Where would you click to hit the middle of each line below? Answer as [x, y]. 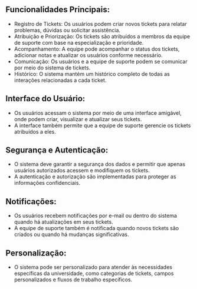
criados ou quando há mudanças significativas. [71, 234]
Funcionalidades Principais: [58, 10]
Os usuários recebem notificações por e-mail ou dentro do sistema [96, 216]
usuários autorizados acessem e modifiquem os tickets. [82, 171]
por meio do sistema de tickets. [52, 68]
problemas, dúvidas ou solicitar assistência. [67, 30]
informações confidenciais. [47, 183]
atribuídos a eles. [35, 131]
